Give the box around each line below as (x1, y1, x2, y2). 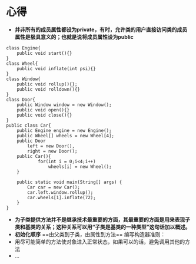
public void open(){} (16, 107, 69, 113)
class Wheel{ (6, 60, 38, 67)
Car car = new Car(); (27, 184, 81, 190)
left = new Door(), (27, 143, 75, 149)
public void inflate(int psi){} (16, 65, 96, 71)
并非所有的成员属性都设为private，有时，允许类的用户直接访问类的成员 (14, 26, 187, 33)
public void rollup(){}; (16, 81, 78, 87)
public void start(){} (16, 50, 72, 56)
